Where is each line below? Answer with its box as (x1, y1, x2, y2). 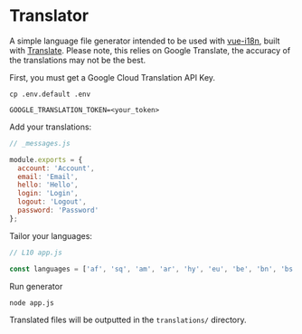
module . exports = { (9, 155, 83, 164)
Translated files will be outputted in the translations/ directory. (9, 314, 247, 325)
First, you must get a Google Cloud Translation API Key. (9, 72, 215, 82)
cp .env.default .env (9, 90, 91, 99)
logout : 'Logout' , (17, 197, 88, 206)
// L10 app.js (9, 248, 63, 257)
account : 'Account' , (17, 164, 95, 173)
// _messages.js (9, 138, 71, 148)
